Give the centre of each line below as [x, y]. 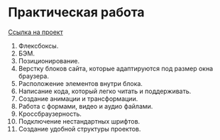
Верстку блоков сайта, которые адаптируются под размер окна [116, 68]
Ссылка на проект [35, 32]
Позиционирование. [49, 60]
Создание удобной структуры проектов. [79, 129]
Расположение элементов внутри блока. [80, 83]
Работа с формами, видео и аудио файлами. [86, 106]
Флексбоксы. [38, 45]
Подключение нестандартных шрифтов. [79, 121]
